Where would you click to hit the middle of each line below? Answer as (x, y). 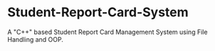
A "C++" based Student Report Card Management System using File (107, 32)
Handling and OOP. (36, 39)
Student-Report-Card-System (98, 12)
